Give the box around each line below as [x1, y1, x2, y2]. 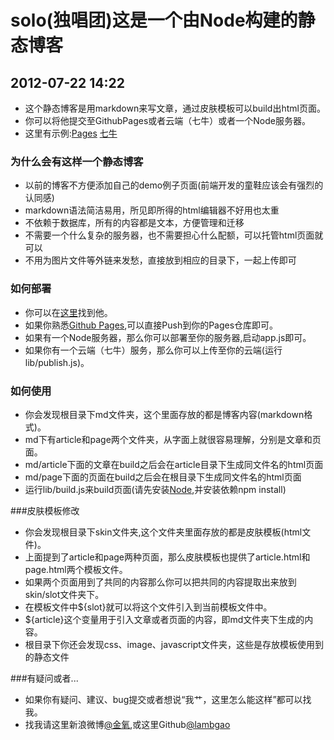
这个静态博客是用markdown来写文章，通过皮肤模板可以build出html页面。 [24, 102, 326, 114]
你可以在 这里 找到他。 [24, 306, 113, 318]
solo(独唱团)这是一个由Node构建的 [10, 9, 298, 32]
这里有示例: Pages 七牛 [24, 127, 118, 139]
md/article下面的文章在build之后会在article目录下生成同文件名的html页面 [24, 458, 324, 470]
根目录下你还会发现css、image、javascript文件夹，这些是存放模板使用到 [24, 638, 324, 650]
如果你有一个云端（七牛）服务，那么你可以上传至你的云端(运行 [24, 344, 283, 356]
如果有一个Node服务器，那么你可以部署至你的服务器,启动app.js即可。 [24, 331, 312, 343]
